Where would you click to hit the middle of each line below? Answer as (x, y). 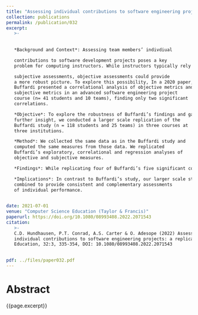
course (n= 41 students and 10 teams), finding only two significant (101, 98)
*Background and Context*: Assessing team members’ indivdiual (93, 50)
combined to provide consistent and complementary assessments (93, 185)
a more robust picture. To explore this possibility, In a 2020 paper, (104, 82)
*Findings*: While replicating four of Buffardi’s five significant (100, 168)
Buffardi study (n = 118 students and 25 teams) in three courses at (101, 125)
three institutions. (39, 131)
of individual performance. (48, 190)
